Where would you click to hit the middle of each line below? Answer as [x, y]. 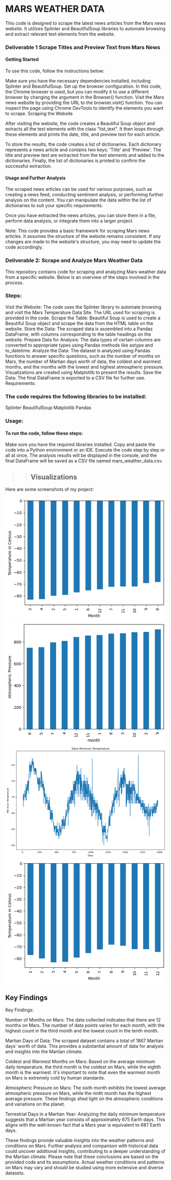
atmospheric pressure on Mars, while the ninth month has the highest [78, 1093]
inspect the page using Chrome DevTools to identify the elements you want [84, 108]
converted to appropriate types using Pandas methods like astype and [79, 345]
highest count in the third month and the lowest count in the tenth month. [82, 1031]
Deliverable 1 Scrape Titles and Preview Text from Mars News [83, 47]
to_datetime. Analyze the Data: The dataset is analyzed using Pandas [78, 350]
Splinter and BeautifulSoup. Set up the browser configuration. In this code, [83, 86]
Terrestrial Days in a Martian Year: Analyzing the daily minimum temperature [85, 1114]
